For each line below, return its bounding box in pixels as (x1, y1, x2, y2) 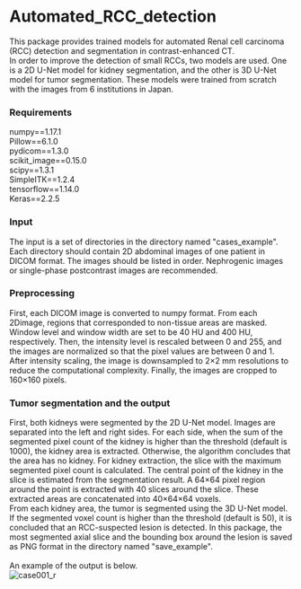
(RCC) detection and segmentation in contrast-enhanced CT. (9, 45, 235, 56)
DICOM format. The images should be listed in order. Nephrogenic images (9, 255, 284, 266)
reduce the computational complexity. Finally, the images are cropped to (9, 365, 278, 375)
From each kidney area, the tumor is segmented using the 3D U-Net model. (9, 503, 288, 514)
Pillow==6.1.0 (9, 136, 58, 147)
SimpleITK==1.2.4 (9, 174, 75, 185)
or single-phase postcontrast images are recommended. (9, 265, 218, 276)
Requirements (9, 106, 73, 119)
